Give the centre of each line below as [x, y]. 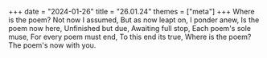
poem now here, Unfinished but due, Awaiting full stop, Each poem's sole [130, 28]
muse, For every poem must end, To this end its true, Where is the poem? [130, 37]
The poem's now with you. [52, 45]
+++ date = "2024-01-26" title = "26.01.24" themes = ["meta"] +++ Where [131, 12]
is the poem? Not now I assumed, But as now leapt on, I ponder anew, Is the [134, 20]
